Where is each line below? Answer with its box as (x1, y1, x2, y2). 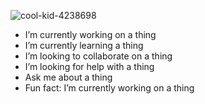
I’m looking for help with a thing (24, 61, 155, 72)
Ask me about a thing (24, 71, 113, 83)
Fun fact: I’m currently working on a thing (24, 82, 195, 94)
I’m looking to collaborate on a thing (24, 50, 173, 62)
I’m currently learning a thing (24, 40, 144, 51)
